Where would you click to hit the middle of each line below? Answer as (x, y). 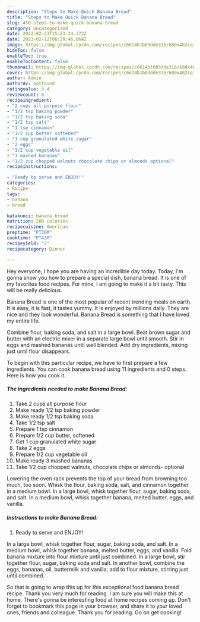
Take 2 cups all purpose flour (51, 404)
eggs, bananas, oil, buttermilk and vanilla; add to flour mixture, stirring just (98, 570)
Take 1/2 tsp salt (35, 423)
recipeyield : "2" (28, 243)
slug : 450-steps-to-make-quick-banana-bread (63, 23)
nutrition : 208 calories (37, 221)
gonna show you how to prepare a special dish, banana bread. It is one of (96, 277)
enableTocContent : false (37, 61)
